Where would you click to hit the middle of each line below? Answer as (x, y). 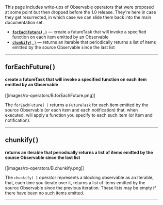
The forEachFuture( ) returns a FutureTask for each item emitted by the (77, 105)
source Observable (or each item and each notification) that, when (72, 110)
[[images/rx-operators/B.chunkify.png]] (45, 168)
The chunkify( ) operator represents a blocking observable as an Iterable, (79, 178)
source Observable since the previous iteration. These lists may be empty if (81, 188)
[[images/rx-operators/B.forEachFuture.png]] (50, 95)
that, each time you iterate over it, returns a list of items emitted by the (75, 183)
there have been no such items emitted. (45, 193)
